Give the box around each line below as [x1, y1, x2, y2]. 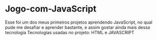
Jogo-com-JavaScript [5, 3, 97, 14]
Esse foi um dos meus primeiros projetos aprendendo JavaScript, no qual [5, 19, 153, 25]
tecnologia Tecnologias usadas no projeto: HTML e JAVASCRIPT [5, 29, 135, 35]
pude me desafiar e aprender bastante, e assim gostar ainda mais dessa [5, 24, 150, 30]
